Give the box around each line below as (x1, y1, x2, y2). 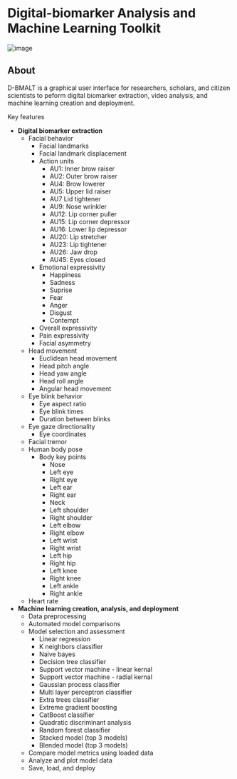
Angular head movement (38, 384, 112, 393)
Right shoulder (49, 513, 93, 522)
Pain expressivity (38, 331, 90, 340)
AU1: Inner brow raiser (49, 164, 115, 173)
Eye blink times (38, 407, 84, 416)
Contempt (49, 316, 80, 324)
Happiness (49, 270, 82, 279)
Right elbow (49, 528, 85, 537)
